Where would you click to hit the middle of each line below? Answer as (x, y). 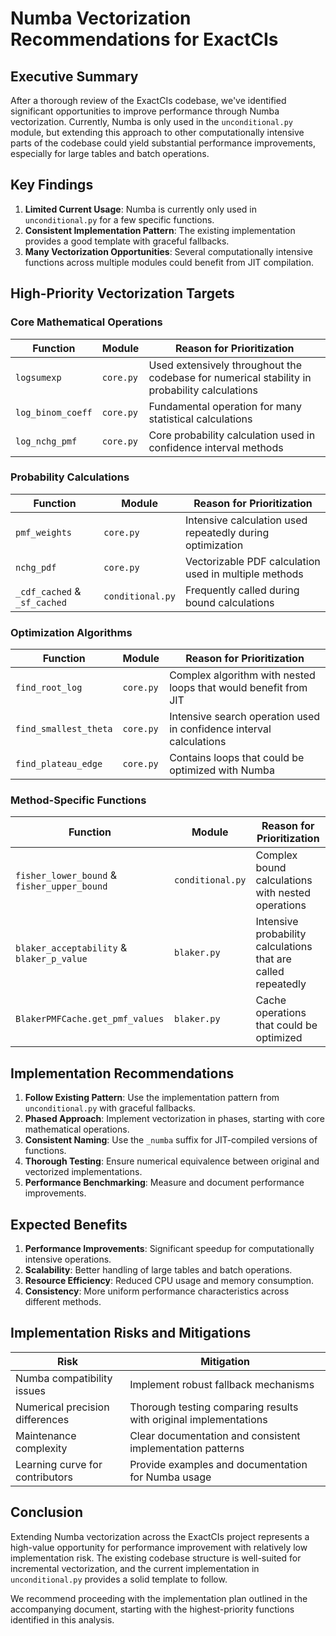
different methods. (63, 1302)
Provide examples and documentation (218, 1464)
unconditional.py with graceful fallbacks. (110, 1108)
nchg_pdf (36, 567)
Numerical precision (62, 1407)
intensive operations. (68, 1259)
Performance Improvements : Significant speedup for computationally (169, 1249)
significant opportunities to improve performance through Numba (145, 111)
